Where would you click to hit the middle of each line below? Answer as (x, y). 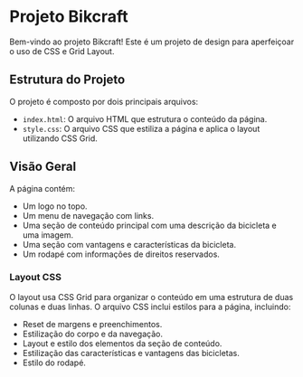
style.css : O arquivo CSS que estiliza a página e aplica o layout (141, 128)
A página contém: (42, 188)
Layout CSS (35, 278)
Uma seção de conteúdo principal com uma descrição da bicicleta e (150, 225)
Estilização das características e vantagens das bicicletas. (131, 353)
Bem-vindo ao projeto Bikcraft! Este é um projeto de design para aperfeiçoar (152, 42)
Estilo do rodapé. (54, 363)
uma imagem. (48, 235)
